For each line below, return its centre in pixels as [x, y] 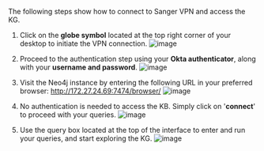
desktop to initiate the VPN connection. [83, 43]
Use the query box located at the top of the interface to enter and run [132, 130]
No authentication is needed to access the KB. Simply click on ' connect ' [138, 106]
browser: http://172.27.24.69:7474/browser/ [90, 91]
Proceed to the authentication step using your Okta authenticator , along [138, 59]
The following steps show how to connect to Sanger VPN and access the [127, 11]
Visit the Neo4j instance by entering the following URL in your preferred [136, 83]
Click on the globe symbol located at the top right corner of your [125, 35]
